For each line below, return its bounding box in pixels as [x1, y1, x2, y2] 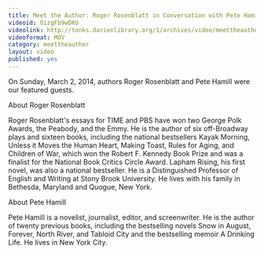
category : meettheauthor [8, 41, 90, 49]
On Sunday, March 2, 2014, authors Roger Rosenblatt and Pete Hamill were [8, 76, 251, 86]
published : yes [8, 56, 58, 64]
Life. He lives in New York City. [8, 237, 108, 247]
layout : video [8, 48, 55, 56]
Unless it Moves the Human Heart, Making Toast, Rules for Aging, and [8, 140, 234, 150]
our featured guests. [8, 85, 75, 94]
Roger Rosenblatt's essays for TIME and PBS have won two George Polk [8, 115, 242, 125]
